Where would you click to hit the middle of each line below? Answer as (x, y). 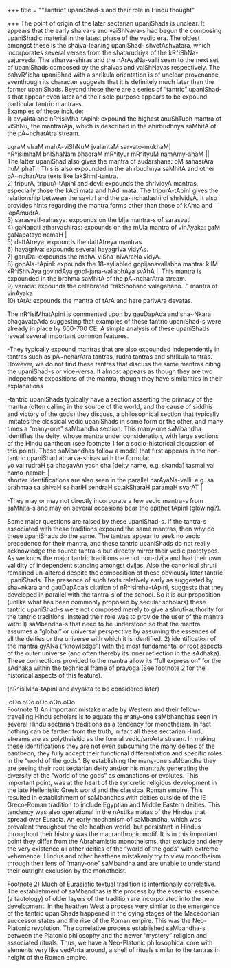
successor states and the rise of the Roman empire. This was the (99, 921)
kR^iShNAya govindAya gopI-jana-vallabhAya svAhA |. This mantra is (104, 271)
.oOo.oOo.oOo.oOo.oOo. (42, 702)
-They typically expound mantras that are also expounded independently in (113, 349)
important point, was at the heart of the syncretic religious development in (112, 783)
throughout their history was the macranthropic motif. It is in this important (112, 834)
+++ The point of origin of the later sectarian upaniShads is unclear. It (106, 23)
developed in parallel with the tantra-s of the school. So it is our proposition (114, 595)
